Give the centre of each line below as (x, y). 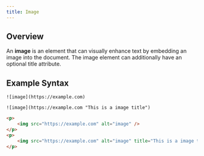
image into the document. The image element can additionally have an (94, 58)
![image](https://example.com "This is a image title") (78, 108)
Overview (25, 37)
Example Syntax (38, 83)
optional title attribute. (34, 64)
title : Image (23, 12)
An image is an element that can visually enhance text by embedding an (97, 51)
